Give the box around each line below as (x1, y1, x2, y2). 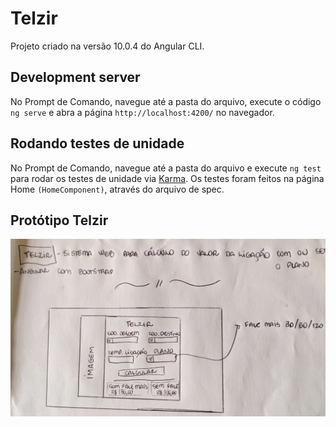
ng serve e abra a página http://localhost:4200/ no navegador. (10, 106, 275, 118)
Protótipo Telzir (10, 212, 109, 229)
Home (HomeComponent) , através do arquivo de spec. (10, 183, 225, 195)
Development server (10, 69, 141, 86)
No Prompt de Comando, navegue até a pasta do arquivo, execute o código (10, 95, 322, 107)
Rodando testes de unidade (10, 135, 185, 152)
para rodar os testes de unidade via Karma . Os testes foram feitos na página (10, 172, 325, 184)
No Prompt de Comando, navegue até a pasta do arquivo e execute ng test (10, 162, 322, 174)
